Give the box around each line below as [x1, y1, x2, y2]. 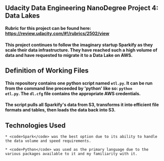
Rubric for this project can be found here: [5, 25, 92, 31]
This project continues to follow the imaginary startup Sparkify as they [5, 42, 153, 48]
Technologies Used [5, 121, 66, 130]
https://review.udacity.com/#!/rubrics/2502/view [5, 30, 110, 36]
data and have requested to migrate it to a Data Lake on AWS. [5, 52, 133, 58]
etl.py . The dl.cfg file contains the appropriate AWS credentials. [5, 90, 141, 96]
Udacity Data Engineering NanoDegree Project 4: [5, 4, 159, 12]
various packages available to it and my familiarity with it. [5, 151, 138, 156]
